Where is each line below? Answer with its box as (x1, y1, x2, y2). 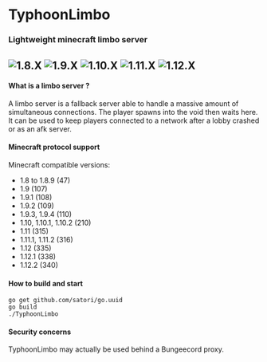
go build (8, 303, 37, 312)
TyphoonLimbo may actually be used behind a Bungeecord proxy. (8, 344, 225, 354)
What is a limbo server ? (8, 81, 90, 91)
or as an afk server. (8, 124, 72, 133)
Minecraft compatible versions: (8, 159, 110, 169)
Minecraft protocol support (8, 142, 100, 152)
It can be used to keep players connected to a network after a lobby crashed (8, 116, 260, 125)
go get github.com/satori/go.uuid (8, 297, 124, 305)
